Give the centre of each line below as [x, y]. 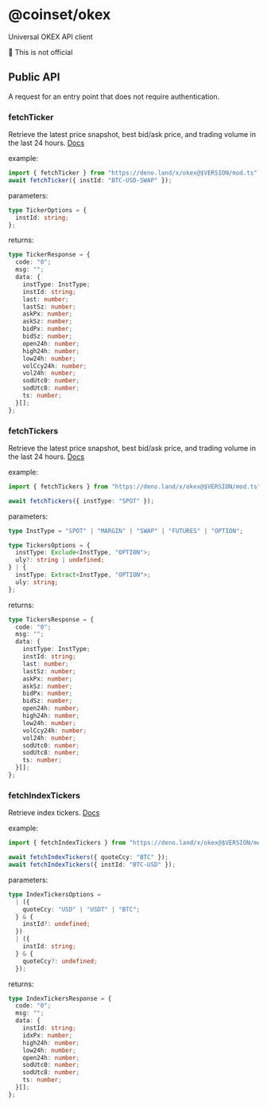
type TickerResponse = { [49, 255]
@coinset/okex [60, 15]
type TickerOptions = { [48, 210]
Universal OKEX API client [50, 37]
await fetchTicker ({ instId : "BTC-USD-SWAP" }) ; [90, 180]
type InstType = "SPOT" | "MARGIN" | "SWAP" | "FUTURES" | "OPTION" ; [126, 531]
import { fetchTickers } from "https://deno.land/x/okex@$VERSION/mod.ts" [135, 486]
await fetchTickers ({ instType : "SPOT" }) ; [81, 501]
